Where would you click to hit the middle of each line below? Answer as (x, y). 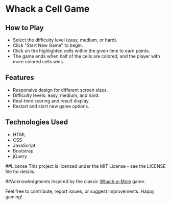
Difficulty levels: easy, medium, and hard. (56, 95)
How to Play (25, 28)
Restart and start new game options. (51, 106)
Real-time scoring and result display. (51, 100)
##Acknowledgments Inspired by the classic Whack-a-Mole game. (75, 181)
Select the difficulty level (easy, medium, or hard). (65, 40)
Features (20, 78)
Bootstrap (23, 150)
